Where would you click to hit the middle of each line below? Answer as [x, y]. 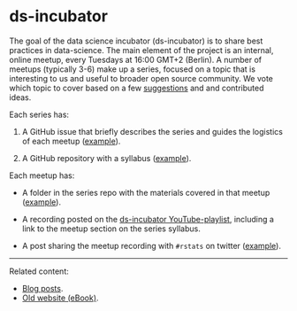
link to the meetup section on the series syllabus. [111, 229]
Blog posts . [42, 288]
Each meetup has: [42, 175]
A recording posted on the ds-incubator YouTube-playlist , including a [148, 219]
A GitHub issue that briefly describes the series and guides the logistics [152, 131]
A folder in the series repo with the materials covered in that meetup [146, 192]
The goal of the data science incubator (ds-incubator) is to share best [136, 41]
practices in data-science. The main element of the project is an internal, [141, 50]
